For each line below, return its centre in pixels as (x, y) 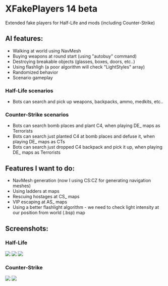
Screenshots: (27, 228)
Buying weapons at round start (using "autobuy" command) (75, 56)
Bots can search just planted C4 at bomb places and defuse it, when (83, 136)
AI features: (24, 39)
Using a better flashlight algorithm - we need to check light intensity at (86, 207)
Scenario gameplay (33, 77)
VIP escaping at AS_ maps (40, 202)
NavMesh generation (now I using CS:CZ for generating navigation (82, 181)
